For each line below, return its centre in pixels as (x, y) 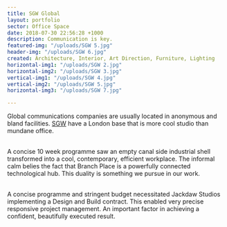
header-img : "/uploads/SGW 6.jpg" (57, 52)
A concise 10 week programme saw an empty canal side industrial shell (109, 152)
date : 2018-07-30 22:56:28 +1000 (55, 33)
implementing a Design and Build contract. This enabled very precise (106, 201)
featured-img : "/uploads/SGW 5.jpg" (60, 46)
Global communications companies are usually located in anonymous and (112, 116)
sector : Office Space (38, 26)
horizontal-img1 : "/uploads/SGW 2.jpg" (65, 65)
